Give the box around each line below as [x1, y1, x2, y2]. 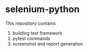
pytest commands [12, 35, 51, 41]
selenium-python [5, 4, 80, 15]
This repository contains [5, 20, 56, 26]
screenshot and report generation [12, 40, 83, 46]
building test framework [12, 30, 62, 36]
